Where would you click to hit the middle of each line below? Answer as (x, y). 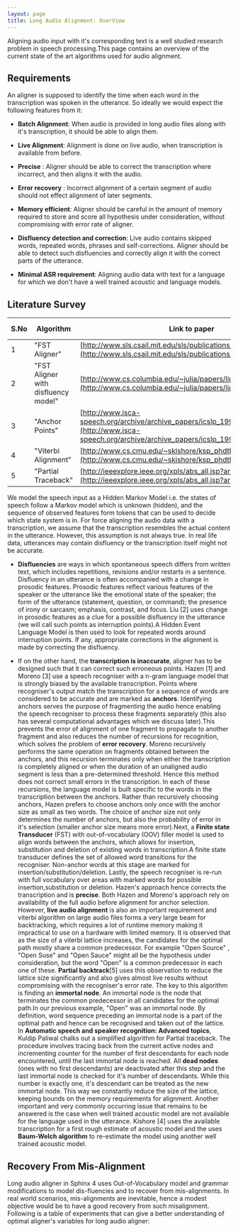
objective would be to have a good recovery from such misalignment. (108, 1206)
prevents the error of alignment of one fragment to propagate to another (123, 729)
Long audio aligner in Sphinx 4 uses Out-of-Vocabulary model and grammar (118, 1183)
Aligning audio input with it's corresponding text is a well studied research (115, 40)
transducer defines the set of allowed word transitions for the (107, 857)
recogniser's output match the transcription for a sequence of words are (123, 691)
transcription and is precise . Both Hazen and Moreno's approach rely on (123, 895)
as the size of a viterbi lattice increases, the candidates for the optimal (120, 940)
